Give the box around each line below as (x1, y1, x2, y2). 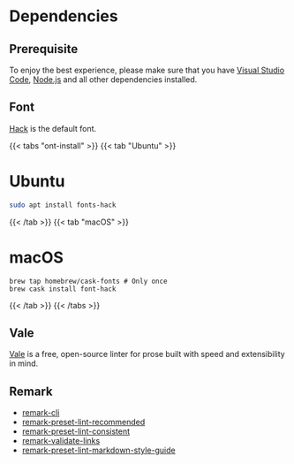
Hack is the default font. (9, 123, 97, 133)
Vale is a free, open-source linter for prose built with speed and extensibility (9, 349, 285, 360)
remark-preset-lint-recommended (21, 417, 146, 428)
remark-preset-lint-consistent (21, 426, 131, 437)
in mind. (9, 358, 39, 369)
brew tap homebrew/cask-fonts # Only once (9, 277, 168, 285)
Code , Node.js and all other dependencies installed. (9, 74, 198, 85)
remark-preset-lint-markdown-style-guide (21, 445, 176, 456)
